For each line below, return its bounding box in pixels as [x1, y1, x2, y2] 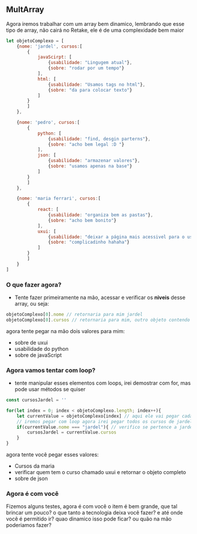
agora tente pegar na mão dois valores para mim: [6, 327, 125, 334]
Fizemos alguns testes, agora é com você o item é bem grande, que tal [6, 503, 178, 510]
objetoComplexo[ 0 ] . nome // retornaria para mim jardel [6, 311, 143, 317]
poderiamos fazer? [6, 522, 52, 529]
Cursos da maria [14, 462, 55, 469]
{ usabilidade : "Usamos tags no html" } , [47, 82, 145, 88]
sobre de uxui [14, 339, 48, 346]
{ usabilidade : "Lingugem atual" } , [47, 60, 133, 66]
